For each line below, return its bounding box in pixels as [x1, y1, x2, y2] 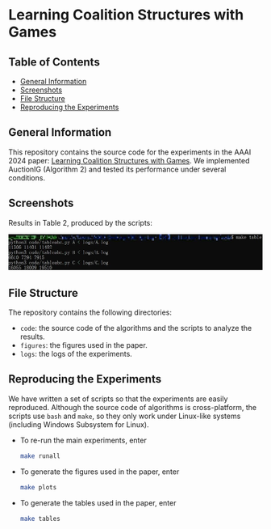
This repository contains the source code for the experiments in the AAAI [8, 147, 252, 157]
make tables [19, 514, 60, 523]
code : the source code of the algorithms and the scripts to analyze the [19, 324, 252, 332]
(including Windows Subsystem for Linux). [8, 419, 149, 430]
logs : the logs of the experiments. [19, 349, 133, 358]
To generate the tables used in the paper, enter [19, 497, 177, 507]
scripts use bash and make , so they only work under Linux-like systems [8, 411, 241, 421]
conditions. [8, 172, 46, 183]
